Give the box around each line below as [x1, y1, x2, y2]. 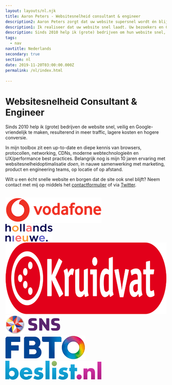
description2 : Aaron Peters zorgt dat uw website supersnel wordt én [5, 19, 157, 24]
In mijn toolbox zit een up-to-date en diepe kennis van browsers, [5, 145, 142, 151]
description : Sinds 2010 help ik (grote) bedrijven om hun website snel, [5, 30, 166, 35]
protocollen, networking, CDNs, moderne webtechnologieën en [5, 150, 139, 156]
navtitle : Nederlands [5, 46, 52, 51]
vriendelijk [5, 129, 27, 135]
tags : [5, 35, 17, 40]
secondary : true [5, 51, 40, 56]
